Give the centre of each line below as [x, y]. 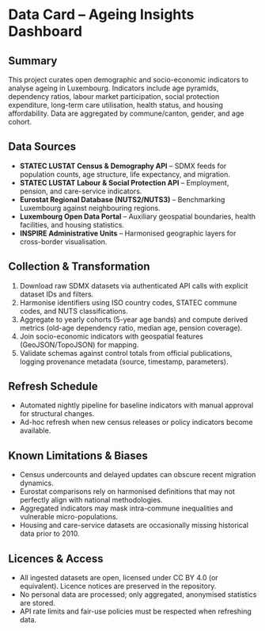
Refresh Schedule [53, 386]
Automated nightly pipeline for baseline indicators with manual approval [136, 405]
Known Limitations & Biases [78, 455]
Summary [33, 61]
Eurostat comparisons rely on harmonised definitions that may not [127, 491]
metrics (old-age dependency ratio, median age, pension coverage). [131, 327]
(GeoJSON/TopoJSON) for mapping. [79, 344]
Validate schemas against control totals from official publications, [126, 353]
